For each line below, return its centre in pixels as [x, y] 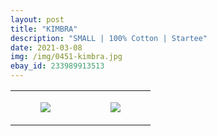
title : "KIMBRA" [44, 29]
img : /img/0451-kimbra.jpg [66, 57]
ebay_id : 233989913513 [57, 66]
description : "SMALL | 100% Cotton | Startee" [109, 38]
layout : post [37, 19]
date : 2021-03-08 [46, 47]
